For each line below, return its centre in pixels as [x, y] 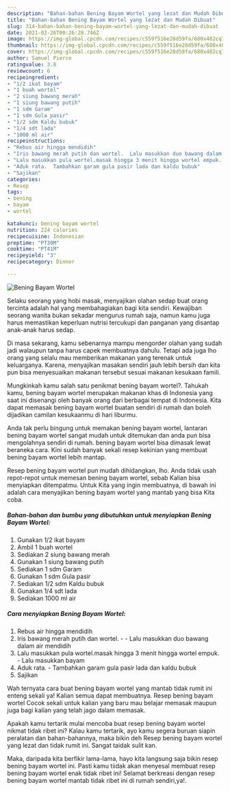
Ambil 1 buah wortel [45, 547]
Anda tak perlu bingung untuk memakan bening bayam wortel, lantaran [107, 428]
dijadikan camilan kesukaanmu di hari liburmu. [72, 414]
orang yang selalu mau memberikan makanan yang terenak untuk [99, 357]
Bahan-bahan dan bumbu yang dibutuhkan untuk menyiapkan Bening [109, 515]
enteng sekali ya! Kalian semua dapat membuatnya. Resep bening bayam [110, 695]
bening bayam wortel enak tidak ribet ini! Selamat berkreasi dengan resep [111, 773]
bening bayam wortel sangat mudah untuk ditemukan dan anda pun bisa [109, 435]
